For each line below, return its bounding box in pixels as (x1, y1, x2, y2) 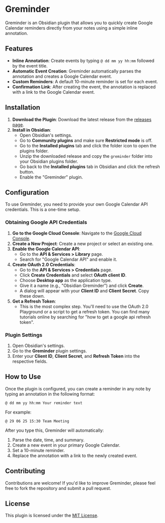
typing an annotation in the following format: (5, 391, 95, 397)
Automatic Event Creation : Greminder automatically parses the (12, 68, 141, 74)
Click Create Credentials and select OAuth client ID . (19, 272, 127, 278)
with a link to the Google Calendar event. (12, 89, 95, 95)
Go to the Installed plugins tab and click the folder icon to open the (19, 142, 157, 148)
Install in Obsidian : (12, 127, 52, 133)
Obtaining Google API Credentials (5, 219, 87, 226)
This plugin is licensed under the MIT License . (5, 513, 99, 519)
